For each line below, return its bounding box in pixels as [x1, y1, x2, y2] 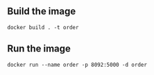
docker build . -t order [7, 24, 79, 31]
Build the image [7, 6, 76, 17]
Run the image [7, 43, 71, 55]
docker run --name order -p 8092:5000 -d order [7, 61, 148, 68]
